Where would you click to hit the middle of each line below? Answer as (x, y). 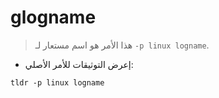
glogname (53, 17)
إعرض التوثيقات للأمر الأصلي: (79, 64)
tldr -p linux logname (57, 82)
